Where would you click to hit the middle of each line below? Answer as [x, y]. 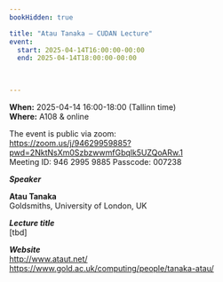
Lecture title [32, 223]
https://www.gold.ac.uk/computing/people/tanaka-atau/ [112, 268]
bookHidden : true [41, 17]
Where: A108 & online [49, 117]
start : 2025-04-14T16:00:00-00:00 [81, 50]
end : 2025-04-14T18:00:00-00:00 [77, 59]
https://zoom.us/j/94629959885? [70, 143]
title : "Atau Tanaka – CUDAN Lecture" [81, 33]
